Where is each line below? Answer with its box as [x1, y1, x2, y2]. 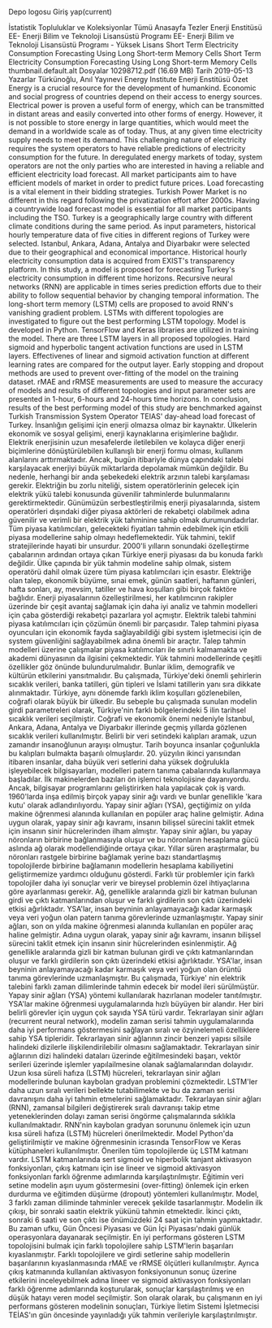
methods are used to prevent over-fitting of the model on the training [8, 368, 240, 377]
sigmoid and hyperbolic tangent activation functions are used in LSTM [8, 342, 244, 352]
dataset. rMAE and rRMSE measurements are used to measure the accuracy [8, 377, 264, 386]
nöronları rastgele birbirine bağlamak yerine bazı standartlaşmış [8, 852, 222, 861]
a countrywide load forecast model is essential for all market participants [8, 204, 253, 214]
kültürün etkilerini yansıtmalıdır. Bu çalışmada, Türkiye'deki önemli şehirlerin [8, 671, 262, 680]
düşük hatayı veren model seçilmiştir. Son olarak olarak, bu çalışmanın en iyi [8, 1293, 262, 1302]
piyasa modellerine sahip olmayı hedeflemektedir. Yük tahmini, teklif [8, 533, 235, 542]
